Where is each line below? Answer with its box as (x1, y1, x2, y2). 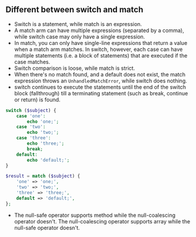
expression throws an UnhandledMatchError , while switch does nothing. (14, 77, 188, 84)
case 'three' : (16, 135, 51, 141)
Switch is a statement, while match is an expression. (14, 20, 142, 27)
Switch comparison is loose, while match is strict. (14, 65, 135, 72)
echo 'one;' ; (27, 118, 59, 124)
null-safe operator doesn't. (14, 224, 80, 231)
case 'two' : (16, 124, 46, 130)
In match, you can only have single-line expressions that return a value (14, 39, 188, 46)
